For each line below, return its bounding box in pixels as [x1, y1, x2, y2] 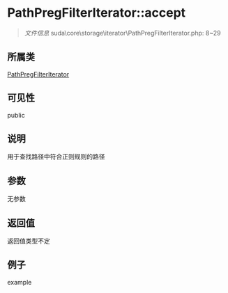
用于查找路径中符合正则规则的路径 [7, 152, 105, 161]
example [7, 278, 32, 286]
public [7, 111, 26, 119]
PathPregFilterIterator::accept [7, 5, 186, 21]
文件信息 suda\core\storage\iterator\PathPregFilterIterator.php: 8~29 [24, 29, 221, 37]
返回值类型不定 [7, 237, 50, 245]
